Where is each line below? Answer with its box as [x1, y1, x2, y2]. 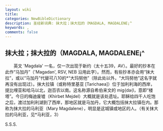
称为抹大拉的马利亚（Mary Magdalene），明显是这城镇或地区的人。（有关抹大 [5, 105, 159, 111]
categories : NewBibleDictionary [5, 16, 71, 21]
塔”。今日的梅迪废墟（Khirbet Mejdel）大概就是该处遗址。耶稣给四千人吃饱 [5, 93, 156, 99]
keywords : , [5, 25, 29, 30]
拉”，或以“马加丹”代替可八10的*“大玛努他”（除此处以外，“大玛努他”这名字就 [5, 75, 157, 81]
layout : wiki [5, 7, 32, 12]
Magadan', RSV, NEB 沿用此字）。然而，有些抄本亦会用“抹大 [36, 69, 155, 75]
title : [5, 12, 18, 17]
